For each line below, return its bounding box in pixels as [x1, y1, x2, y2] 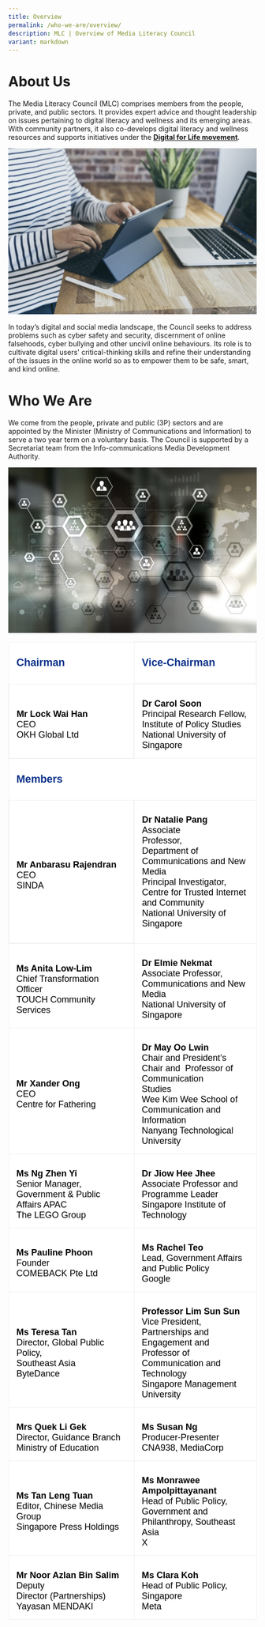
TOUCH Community [16, 994, 96, 1005]
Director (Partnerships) [16, 1590, 106, 1601]
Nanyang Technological [141, 1125, 234, 1136]
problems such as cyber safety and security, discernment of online [8, 330, 226, 340]
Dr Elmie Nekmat [141, 957, 213, 968]
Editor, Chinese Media [16, 1501, 104, 1512]
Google [141, 1273, 171, 1284]
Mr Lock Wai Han [17, 708, 88, 719]
